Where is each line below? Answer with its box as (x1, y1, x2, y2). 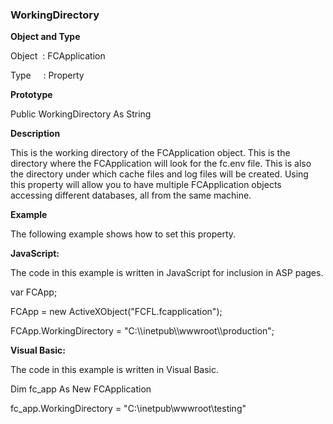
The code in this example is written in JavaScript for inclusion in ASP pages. (10, 267, 324, 279)
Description (10, 128, 61, 140)
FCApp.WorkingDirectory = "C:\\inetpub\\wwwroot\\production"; (10, 325, 275, 337)
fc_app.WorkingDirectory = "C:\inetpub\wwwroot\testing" (10, 403, 247, 415)
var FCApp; (10, 286, 58, 298)
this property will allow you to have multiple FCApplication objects (10, 179, 282, 191)
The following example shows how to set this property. (10, 228, 237, 240)
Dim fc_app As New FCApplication (10, 383, 152, 395)
